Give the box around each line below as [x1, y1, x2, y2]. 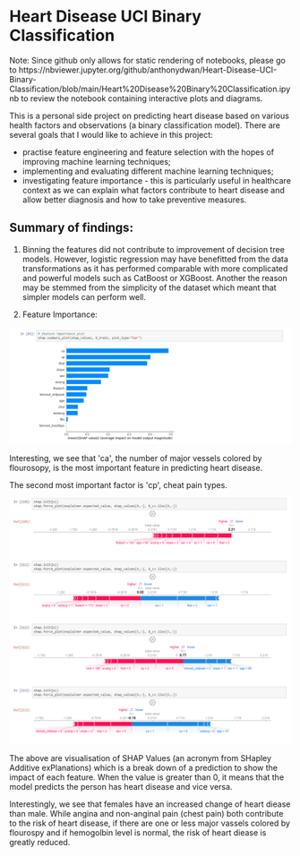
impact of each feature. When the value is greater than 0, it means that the [9, 772, 285, 783]
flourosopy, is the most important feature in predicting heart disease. [9, 463, 263, 474]
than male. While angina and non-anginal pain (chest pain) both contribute [9, 809, 284, 819]
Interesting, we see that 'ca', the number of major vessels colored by [9, 453, 262, 464]
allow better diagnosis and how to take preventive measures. [21, 194, 247, 205]
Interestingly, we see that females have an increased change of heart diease [9, 799, 291, 809]
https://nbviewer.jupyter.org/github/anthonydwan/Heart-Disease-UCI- [18, 64, 278, 75]
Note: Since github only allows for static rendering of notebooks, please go [9, 55, 287, 65]
